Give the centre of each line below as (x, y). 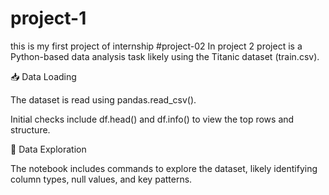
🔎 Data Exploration (48, 149)
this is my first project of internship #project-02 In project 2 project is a (156, 46)
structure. (30, 129)
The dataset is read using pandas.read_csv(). (103, 99)
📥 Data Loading (43, 76)
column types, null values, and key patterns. (101, 179)
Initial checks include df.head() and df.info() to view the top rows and (152, 119)
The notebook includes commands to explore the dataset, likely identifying (164, 168)
